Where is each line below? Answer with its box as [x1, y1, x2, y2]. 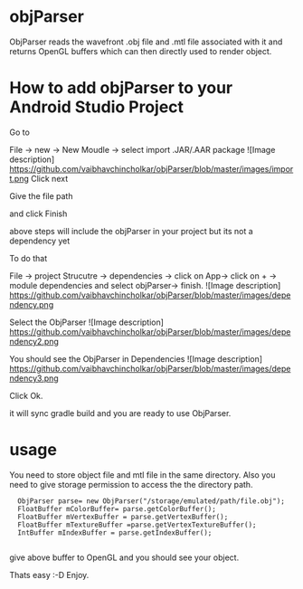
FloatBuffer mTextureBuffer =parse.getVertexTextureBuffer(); [17, 520, 257, 529]
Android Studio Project [9, 97, 184, 118]
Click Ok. [9, 390, 43, 401]
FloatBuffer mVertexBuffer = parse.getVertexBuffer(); [17, 512, 229, 521]
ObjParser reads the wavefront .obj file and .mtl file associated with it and [9, 36, 283, 47]
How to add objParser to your [9, 78, 233, 99]
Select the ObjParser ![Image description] [9, 317, 165, 328]
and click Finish [9, 208, 68, 219]
